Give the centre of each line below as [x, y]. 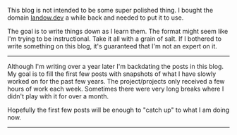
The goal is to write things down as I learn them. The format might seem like [118, 31]
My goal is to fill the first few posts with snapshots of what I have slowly [112, 74]
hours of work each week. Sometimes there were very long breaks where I [116, 89]
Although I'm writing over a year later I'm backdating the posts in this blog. [116, 66]
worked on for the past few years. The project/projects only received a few [116, 81]
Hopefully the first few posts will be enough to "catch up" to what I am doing [119, 110]
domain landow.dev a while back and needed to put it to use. [96, 18]
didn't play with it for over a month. [58, 96]
